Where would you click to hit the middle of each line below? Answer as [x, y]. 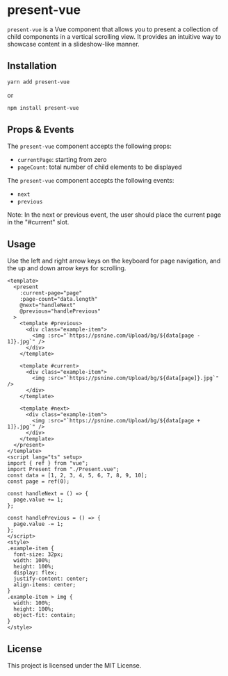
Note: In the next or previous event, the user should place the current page [114, 215]
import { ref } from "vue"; [48, 463]
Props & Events [41, 130]
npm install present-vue [43, 108]
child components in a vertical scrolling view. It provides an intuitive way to [114, 36]
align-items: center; [45, 585]
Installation [32, 66]
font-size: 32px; [39, 554]
